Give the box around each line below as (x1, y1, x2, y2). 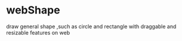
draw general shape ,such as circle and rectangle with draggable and (6, 23, 177, 30)
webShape (6, 4, 61, 17)
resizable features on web (6, 29, 70, 36)
